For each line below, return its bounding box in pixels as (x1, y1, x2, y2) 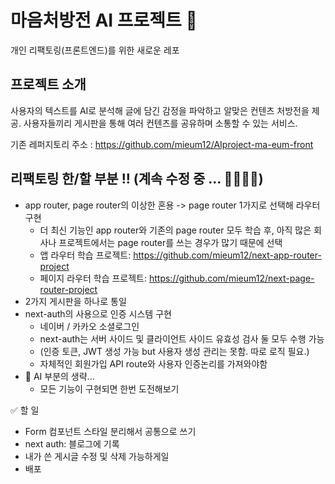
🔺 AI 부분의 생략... (24, 370, 95, 382)
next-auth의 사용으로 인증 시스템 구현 (24, 307, 172, 320)
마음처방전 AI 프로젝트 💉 (10, 9, 198, 32)
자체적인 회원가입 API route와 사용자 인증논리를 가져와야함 (39, 357, 268, 370)
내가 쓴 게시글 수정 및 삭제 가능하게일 (24, 450, 170, 462)
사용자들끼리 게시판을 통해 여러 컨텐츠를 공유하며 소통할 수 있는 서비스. (23, 117, 298, 129)
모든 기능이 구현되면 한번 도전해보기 (39, 382, 180, 395)
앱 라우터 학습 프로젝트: (39, 249, 132, 261)
